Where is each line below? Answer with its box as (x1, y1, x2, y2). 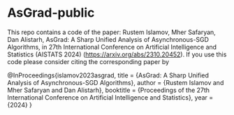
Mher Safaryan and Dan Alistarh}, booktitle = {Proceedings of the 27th (7, 86, 210, 94)
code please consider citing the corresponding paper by (7, 57, 170, 66)
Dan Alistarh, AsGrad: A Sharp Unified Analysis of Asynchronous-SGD (7, 35, 210, 43)
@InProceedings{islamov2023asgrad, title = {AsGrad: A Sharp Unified (7, 71, 210, 79)
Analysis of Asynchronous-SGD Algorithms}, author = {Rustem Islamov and (7, 78, 224, 86)
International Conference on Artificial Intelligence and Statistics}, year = (7, 93, 214, 102)
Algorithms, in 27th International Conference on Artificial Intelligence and (7, 43, 217, 51)
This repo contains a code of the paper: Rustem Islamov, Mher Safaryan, (7, 28, 217, 36)
